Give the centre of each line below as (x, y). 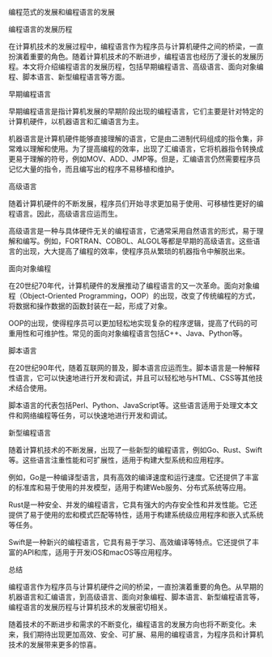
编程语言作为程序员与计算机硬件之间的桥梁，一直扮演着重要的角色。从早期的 (136, 587)
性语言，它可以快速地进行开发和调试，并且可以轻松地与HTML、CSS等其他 (132, 378)
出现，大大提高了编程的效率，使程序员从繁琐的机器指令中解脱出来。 (136, 251)
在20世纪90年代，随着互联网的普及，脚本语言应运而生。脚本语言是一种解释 (134, 368)
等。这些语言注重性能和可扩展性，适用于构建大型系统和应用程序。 (118, 460)
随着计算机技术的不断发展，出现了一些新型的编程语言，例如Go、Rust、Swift (136, 450)
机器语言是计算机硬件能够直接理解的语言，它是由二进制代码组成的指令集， (132, 139)
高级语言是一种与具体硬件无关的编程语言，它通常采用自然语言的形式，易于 (132, 231)
